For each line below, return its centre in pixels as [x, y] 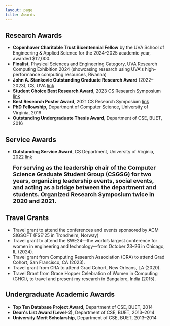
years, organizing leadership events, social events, [83, 181]
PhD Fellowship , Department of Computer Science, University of [80, 107]
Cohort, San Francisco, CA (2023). [49, 262]
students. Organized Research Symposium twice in [83, 194]
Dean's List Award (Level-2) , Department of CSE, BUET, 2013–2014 [83, 312]
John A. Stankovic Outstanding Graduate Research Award [75, 80]
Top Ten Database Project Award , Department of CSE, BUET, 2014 [83, 307]
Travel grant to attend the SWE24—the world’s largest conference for [85, 240]
